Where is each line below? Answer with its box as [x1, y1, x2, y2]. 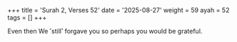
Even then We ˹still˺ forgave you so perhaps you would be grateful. [7, 27, 203, 35]
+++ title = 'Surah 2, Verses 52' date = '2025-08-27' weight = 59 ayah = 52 [7, 6, 230, 14]
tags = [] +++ [7, 13, 47, 22]
